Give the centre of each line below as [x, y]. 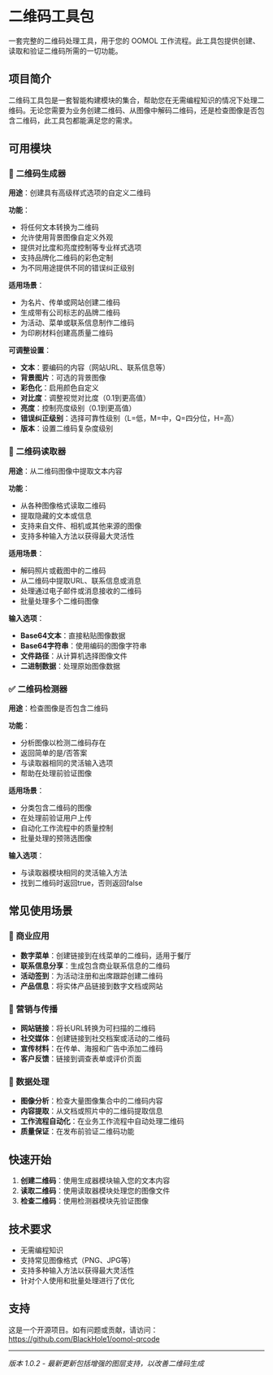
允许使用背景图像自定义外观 [67, 237]
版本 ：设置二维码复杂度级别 [67, 428]
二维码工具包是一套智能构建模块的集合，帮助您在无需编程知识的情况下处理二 [136, 100]
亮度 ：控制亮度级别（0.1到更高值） [78, 408]
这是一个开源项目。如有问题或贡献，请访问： [83, 1329]
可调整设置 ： [30, 350]
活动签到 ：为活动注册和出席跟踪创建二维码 [91, 975]
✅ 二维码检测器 [38, 689]
